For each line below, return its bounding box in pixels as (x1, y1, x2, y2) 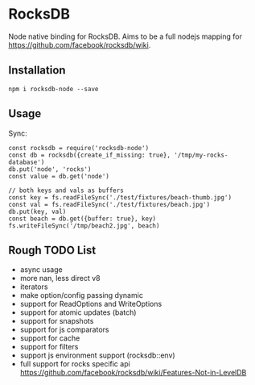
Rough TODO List (8, 243, 97, 257)
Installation (8, 64, 66, 77)
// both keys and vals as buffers (8, 186, 125, 195)
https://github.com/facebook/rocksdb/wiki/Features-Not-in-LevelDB (19, 368, 247, 378)
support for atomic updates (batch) (19, 308, 137, 317)
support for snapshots (19, 316, 94, 326)
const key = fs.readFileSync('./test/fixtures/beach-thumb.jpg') (8, 193, 232, 202)
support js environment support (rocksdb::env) (19, 350, 175, 360)
